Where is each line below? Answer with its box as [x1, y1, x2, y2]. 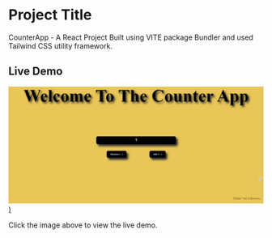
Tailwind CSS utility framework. [8, 40, 113, 50]
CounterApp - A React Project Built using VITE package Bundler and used [8, 32, 253, 42]
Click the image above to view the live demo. [8, 220, 158, 230]
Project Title [8, 6, 92, 24]
